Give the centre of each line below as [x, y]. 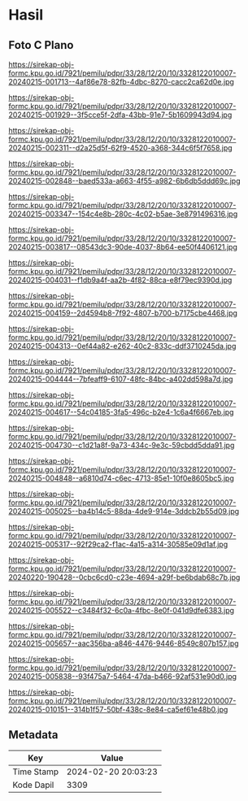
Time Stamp [36, 772]
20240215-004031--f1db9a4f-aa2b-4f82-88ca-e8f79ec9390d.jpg [120, 280]
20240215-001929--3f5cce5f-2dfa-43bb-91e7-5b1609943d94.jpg [120, 115]
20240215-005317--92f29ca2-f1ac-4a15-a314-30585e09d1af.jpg [118, 544]
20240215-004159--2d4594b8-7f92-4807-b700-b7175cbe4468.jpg [123, 313]
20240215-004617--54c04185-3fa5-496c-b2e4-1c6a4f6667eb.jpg [121, 412]
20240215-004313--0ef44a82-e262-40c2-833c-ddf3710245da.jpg [122, 346]
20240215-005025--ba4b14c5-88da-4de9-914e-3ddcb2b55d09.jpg [124, 511]
